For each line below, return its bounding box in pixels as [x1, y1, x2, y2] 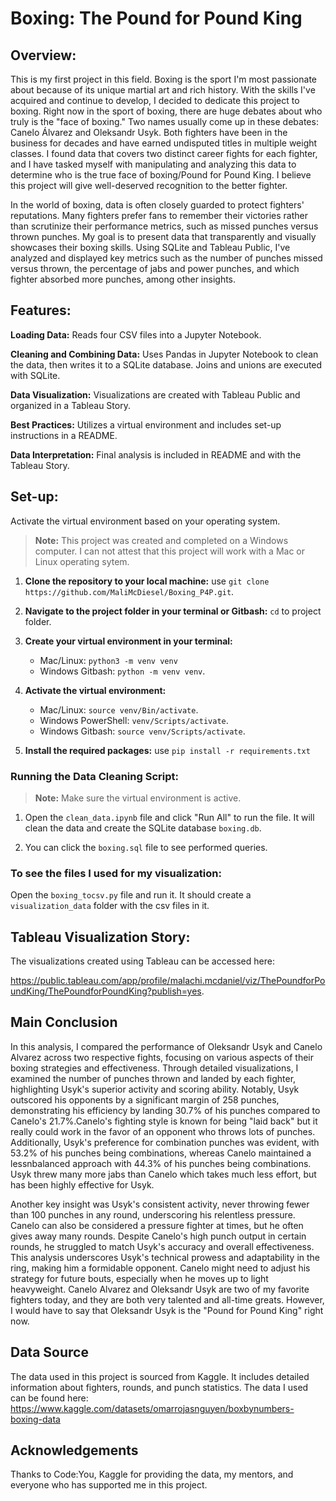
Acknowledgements [10, 1442, 139, 1459]
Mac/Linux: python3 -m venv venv [39, 654, 178, 666]
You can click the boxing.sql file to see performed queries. [24, 841, 268, 853]
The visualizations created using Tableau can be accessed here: [10, 955, 275, 967]
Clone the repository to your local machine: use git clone [24, 575, 270, 587]
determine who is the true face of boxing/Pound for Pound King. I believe [10, 169, 312, 181]
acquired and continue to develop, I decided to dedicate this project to [10, 95, 300, 106]
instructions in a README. [10, 429, 118, 441]
